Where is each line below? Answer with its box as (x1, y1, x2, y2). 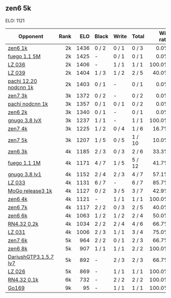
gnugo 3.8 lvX (8, 117, 42, 124)
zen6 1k (8, 44, 28, 51)
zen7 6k (8, 237, 28, 244)
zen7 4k (8, 125, 28, 132)
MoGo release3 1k (8, 187, 52, 194)
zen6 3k (8, 148, 28, 155)
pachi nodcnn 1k (8, 100, 48, 107)
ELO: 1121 (5, 17, 25, 23)
